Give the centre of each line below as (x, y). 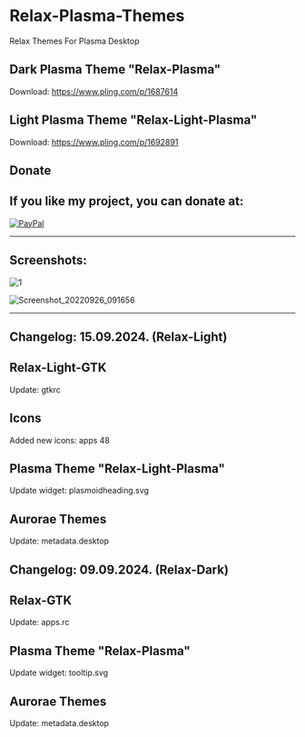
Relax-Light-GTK (58, 368)
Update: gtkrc (35, 389)
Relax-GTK (41, 600)
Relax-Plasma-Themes (97, 16)
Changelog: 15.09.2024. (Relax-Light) (118, 337)
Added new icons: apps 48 (60, 440)
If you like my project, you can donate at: (127, 201)
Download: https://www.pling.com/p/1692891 (94, 142)
